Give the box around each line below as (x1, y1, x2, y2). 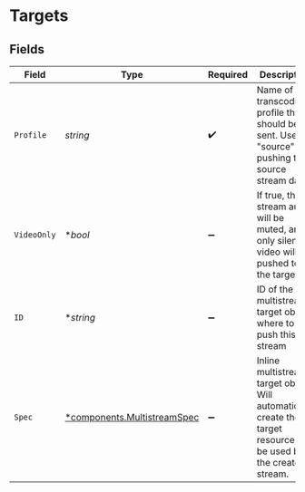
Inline (256, 354, 280, 367)
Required (207, 69, 248, 81)
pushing (256, 151, 292, 164)
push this (256, 328, 297, 341)
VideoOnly (14, 230, 56, 240)
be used (256, 445, 292, 458)
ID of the (256, 283, 293, 295)
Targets (9, 5, 69, 26)
